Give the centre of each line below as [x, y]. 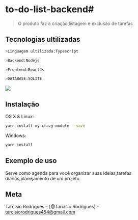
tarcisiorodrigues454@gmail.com [40, 212]
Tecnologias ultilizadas [43, 39]
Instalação [22, 104]
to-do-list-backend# [50, 9]
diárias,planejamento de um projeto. [43, 178]
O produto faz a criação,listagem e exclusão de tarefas [75, 23]
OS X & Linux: [20, 117]
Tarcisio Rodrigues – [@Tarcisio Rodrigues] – [52, 207]
